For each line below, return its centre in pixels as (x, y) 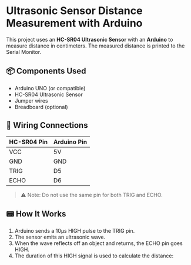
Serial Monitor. (24, 52)
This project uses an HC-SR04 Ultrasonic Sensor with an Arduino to (90, 39)
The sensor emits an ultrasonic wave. (60, 237)
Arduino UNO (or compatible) (50, 88)
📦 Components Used (46, 71)
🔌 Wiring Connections (47, 125)
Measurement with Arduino (74, 23)
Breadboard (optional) (41, 107)
